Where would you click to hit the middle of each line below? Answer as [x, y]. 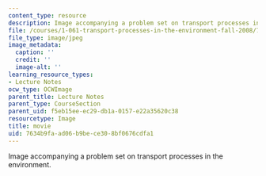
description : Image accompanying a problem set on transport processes [129, 23]
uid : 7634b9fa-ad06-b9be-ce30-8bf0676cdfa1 [81, 133]
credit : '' [33, 60]
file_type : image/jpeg [46, 38]
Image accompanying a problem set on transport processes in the [116, 156]
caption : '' [35, 52]
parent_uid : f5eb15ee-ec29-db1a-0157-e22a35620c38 [93, 112]
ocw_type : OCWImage [40, 89]
